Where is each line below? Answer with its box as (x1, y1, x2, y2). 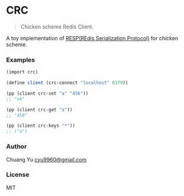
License (6, 171, 30, 179)
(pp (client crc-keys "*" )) (6, 123, 76, 129)
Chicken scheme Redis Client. (20, 23, 93, 30)
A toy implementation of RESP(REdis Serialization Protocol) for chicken (6, 34, 179, 41)
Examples (6, 56, 35, 64)
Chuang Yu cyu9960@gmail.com (6, 156, 87, 163)
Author (6, 143, 27, 151)
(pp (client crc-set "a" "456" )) (6, 90, 89, 97)
